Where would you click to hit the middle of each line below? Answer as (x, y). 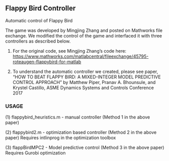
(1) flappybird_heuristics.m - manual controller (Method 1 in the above (78, 117)
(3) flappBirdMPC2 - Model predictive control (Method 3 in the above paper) (85, 148)
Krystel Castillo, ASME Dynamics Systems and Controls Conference (83, 88)
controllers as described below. (38, 41)
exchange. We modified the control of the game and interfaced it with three (84, 35)
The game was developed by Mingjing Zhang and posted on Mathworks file (84, 30)
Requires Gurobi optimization (35, 153)
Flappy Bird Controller (40, 8)
